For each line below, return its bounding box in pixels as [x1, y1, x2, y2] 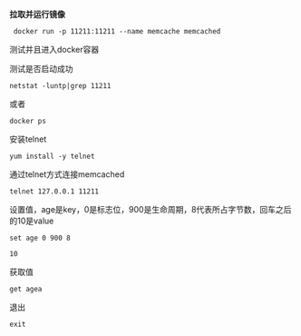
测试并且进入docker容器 [9, 44, 100, 54]
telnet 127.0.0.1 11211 [9, 187, 100, 196]
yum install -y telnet [9, 152, 95, 161]
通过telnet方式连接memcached [9, 169, 125, 180]
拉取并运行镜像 [9, 9, 65, 19]
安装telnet [9, 133, 47, 144]
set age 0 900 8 [9, 233, 71, 242]
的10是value [9, 215, 54, 226]
